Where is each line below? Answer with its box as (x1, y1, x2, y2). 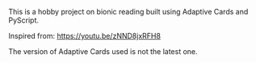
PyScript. (8, 15, 39, 25)
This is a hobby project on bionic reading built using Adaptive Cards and (8, 7, 249, 16)
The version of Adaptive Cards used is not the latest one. (8, 47, 198, 56)
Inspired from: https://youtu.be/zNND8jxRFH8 (8, 31, 162, 40)
